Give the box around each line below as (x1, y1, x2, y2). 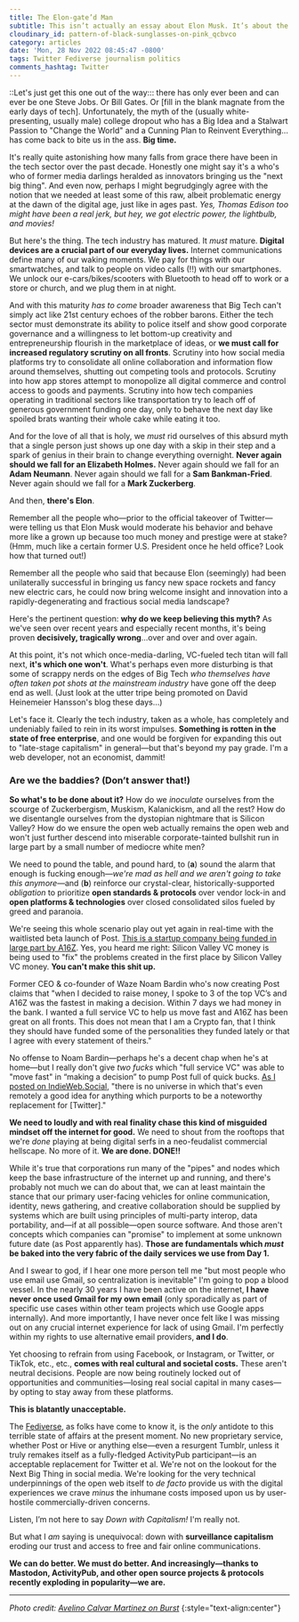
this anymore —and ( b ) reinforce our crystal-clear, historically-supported (9, 878, 275, 889)
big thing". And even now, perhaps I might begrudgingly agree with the (9, 180, 269, 191)
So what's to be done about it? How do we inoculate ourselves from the (9, 795, 275, 805)
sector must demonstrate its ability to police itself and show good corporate (9, 318, 287, 330)
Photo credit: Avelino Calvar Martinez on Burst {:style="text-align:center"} (9, 1602, 282, 1613)
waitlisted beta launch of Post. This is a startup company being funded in (9, 933, 278, 944)
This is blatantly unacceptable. (9, 1404, 126, 1414)
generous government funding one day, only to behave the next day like (9, 403, 273, 414)
